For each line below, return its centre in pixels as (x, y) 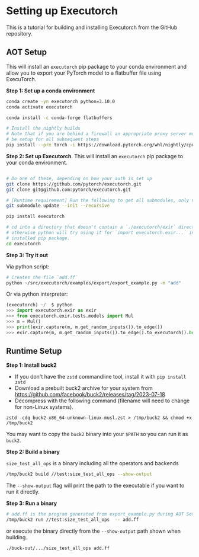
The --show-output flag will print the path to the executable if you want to (95, 486)
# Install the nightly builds (44, 129)
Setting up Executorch (62, 11)
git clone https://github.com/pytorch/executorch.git (74, 184)
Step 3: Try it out (27, 255)
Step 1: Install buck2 (32, 365)
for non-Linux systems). (44, 407)
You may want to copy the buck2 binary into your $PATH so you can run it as (97, 434)
